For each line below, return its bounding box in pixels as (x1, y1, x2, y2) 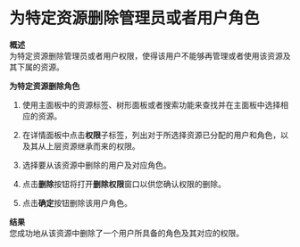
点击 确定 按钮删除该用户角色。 (21, 197, 132, 208)
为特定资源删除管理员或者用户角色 (9, 8, 261, 29)
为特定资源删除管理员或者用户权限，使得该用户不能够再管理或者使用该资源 (9, 50, 283, 61)
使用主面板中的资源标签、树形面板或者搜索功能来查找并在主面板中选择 (21, 99, 281, 110)
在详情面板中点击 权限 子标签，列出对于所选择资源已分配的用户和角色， (21, 129, 281, 140)
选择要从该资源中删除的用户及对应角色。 (21, 160, 171, 170)
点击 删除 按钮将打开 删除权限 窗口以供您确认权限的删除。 (21, 178, 226, 189)
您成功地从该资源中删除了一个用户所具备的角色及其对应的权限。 (9, 227, 244, 238)
